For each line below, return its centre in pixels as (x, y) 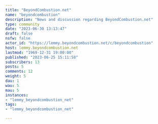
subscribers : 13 (22, 62)
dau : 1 (12, 81)
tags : (11, 105)
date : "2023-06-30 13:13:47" (36, 29)
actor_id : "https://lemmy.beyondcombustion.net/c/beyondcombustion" (79, 43)
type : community (22, 24)
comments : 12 (19, 72)
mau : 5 (12, 90)
